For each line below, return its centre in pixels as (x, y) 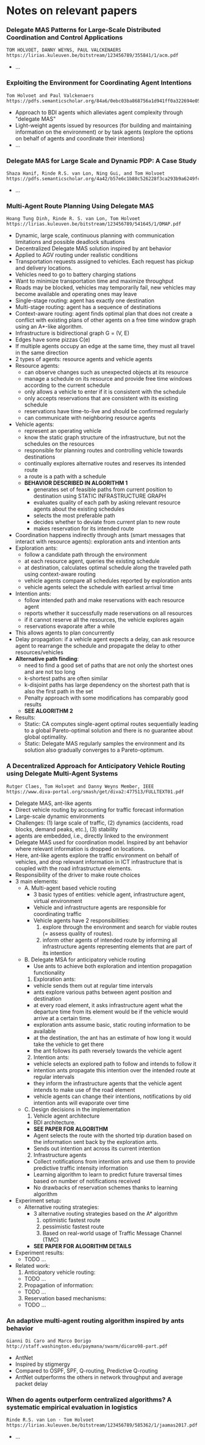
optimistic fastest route (71, 1220)
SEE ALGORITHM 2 (49, 711)
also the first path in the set (59, 692)
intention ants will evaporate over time (81, 1103)
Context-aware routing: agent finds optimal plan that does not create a (104, 314)
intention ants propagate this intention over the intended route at (114, 1070)
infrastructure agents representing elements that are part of (117, 946)
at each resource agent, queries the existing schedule (92, 561)
